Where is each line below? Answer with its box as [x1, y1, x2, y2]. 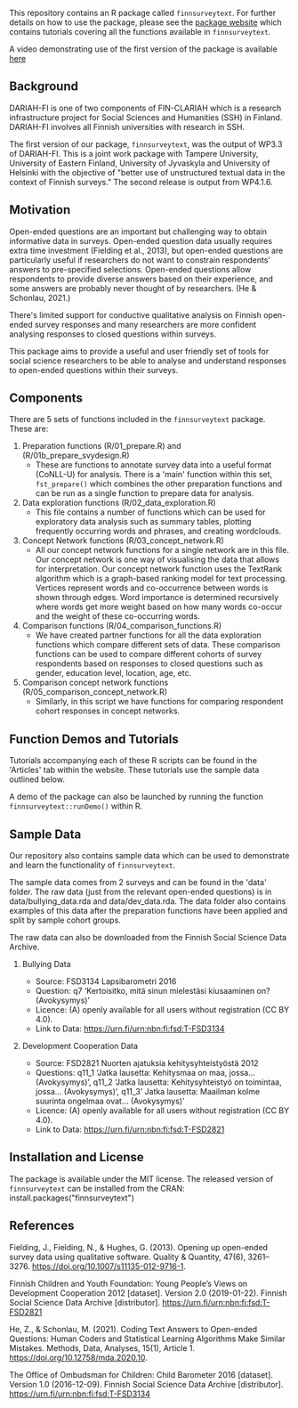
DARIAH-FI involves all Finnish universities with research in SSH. [9, 121, 246, 132]
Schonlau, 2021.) [9, 292, 71, 303]
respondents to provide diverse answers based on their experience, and [9, 273, 274, 284]
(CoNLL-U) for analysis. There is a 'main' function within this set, [35, 469, 273, 480]
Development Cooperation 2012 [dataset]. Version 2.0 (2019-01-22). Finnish [9, 1287, 287, 1298]
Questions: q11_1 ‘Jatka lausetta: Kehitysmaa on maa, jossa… [35, 1068, 256, 1078]
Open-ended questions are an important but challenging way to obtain [9, 226, 267, 237]
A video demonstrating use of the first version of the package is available [9, 44, 278, 54]
